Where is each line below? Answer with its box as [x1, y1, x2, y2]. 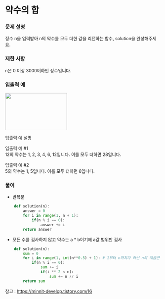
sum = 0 [23, 251, 39, 256]
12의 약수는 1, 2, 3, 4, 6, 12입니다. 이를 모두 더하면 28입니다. [5, 151, 122, 157]
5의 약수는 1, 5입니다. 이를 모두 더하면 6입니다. [5, 168, 95, 174]
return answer [23, 227, 52, 232]
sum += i [40, 265, 58, 270]
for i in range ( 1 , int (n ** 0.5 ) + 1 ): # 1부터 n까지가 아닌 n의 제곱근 [23, 255, 160, 260]
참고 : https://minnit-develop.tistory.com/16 [5, 288, 92, 294]
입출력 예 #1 [5, 146, 28, 151]
